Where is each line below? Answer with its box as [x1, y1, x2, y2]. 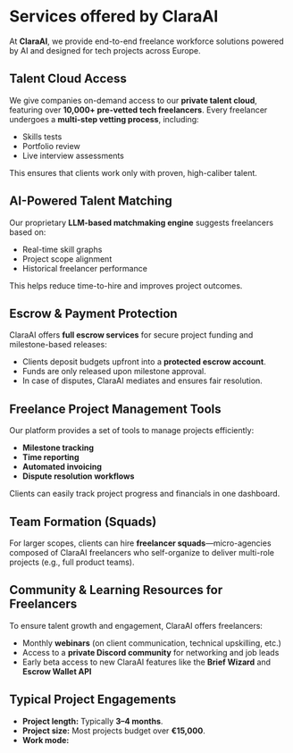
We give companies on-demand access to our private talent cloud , [9, 95, 257, 105]
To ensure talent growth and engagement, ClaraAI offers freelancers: [9, 620, 264, 631]
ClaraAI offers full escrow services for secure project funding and [9, 330, 254, 340]
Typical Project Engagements [9, 692, 177, 707]
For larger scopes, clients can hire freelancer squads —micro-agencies [9, 538, 272, 548]
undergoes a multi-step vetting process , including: [9, 113, 199, 124]
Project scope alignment [21, 253, 113, 264]
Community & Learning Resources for [9, 582, 223, 598]
